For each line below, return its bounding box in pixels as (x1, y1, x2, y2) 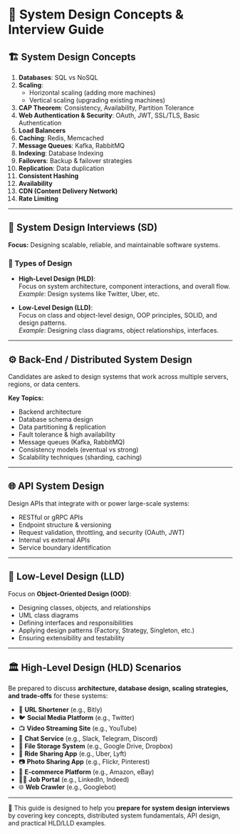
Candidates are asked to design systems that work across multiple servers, (8, 372, 229, 380)
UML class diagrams (18, 610, 79, 619)
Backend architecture (18, 407, 82, 416)
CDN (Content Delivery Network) (18, 187, 118, 195)
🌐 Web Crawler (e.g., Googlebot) (18, 783, 117, 791)
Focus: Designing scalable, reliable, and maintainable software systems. (8, 240, 220, 249)
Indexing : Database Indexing (18, 149, 104, 157)
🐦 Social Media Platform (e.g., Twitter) (18, 714, 135, 722)
